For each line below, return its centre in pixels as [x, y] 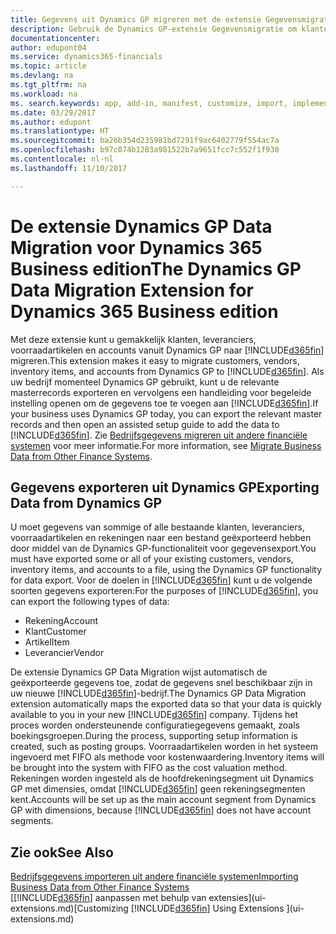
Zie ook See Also [62, 852]
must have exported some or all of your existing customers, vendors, [152, 559]
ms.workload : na [44, 94]
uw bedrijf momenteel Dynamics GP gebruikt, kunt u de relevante [145, 382]
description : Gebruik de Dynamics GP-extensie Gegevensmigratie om [154, 29]
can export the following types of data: [90, 602]
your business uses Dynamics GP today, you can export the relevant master [166, 413]
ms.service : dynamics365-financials [86, 57]
